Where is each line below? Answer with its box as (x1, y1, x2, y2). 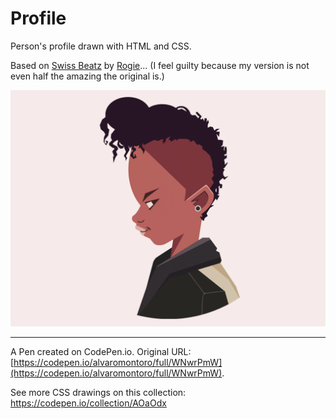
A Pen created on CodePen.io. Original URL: (10, 345, 192, 357)
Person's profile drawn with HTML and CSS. (10, 40, 192, 52)
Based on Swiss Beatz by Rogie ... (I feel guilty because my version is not (10, 59, 310, 71)
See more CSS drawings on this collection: (10, 386, 187, 398)
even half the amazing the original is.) (10, 70, 165, 82)
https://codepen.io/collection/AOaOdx (10, 397, 167, 409)
